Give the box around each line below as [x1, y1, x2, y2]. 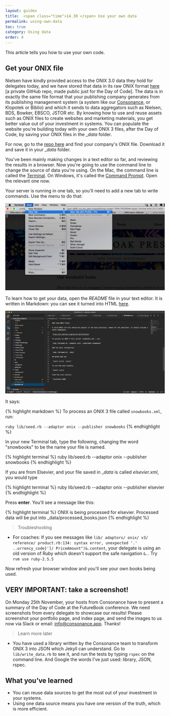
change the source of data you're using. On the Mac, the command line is [5, 167, 158, 173]
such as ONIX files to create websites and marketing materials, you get [5, 115, 153, 121]
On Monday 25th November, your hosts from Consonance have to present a [5, 599, 163, 605]
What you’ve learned [5, 677, 73, 685]
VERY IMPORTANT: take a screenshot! [5, 585, 129, 594]
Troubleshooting [17, 524, 52, 530]
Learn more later [17, 630, 53, 637]
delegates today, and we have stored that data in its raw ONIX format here [5, 83, 160, 89]
